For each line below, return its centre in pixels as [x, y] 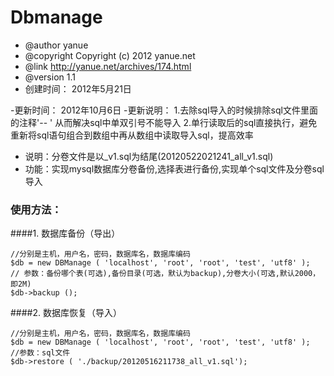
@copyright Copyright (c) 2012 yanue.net [110, 55]
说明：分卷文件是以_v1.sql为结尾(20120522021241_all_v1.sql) [149, 156]
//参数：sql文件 [40, 353]
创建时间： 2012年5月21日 [78, 88]
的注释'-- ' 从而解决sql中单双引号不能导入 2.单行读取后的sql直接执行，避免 [164, 122]
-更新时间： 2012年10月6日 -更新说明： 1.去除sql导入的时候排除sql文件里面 [164, 110]
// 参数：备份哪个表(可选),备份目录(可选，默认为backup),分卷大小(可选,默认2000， [165, 274]
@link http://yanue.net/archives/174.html [108, 66]
